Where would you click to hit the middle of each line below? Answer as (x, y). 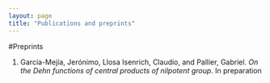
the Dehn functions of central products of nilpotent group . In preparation (141, 70)
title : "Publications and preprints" (72, 23)
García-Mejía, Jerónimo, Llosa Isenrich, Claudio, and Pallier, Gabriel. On (139, 62)
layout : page (30, 16)
